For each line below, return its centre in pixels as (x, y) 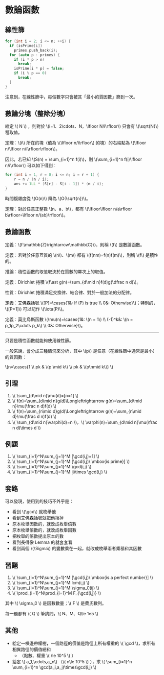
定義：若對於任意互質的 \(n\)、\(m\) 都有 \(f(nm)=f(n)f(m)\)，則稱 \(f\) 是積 (80, 255)
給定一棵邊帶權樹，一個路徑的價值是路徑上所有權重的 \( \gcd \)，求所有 (84, 643)
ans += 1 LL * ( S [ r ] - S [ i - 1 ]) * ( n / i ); (59, 184)
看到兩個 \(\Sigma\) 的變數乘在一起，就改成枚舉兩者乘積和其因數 (77, 549)
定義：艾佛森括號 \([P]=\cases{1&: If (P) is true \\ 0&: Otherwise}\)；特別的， (81, 303)
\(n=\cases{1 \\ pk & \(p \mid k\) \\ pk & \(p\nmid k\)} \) (59, 367)
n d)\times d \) (26, 428)
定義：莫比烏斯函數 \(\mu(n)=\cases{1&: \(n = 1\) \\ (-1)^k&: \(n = (69, 319)
